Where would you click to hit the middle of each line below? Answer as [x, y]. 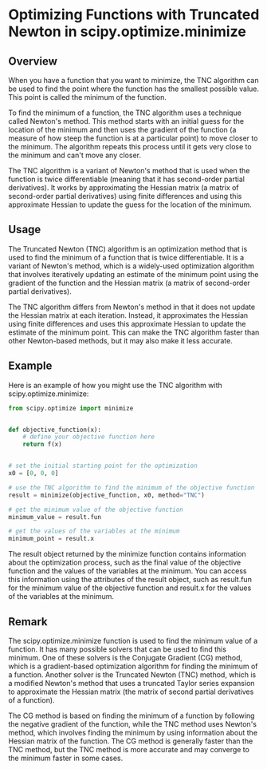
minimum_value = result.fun [55, 517]
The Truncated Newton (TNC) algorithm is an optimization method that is [128, 248]
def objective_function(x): [55, 430]
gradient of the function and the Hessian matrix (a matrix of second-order [130, 283]
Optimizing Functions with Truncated [134, 15]
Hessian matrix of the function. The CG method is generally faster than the [131, 741]
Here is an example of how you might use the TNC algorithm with [116, 385]
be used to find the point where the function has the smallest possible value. [134, 89]
